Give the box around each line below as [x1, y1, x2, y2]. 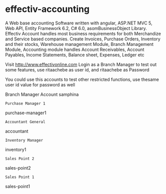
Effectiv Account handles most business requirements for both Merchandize [5, 30, 162, 36]
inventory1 [5, 146, 26, 153]
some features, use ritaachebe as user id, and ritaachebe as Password [5, 66, 150, 73]
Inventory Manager [5, 138, 43, 143]
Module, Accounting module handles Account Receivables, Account [5, 46, 145, 52]
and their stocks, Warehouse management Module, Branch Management [5, 41, 154, 47]
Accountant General [5, 119, 46, 124]
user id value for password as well [5, 81, 76, 88]
